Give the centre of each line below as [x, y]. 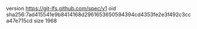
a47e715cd [19, 21]
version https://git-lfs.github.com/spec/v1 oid [61, 8]
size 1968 [45, 21]
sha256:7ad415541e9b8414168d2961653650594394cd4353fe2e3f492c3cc [98, 14]
